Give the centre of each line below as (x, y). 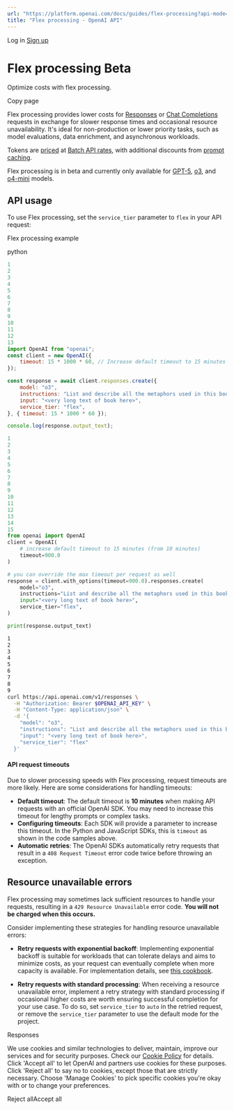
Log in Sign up (28, 40)
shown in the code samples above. (67, 838)
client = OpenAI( (32, 542)
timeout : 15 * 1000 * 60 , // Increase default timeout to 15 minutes (123, 362)
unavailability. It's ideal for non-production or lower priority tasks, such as (113, 129)
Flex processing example (43, 239)
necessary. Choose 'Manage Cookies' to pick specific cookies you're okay (114, 1078)
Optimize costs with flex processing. (59, 87)
